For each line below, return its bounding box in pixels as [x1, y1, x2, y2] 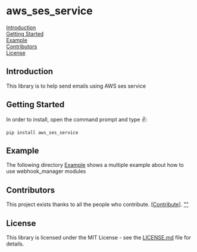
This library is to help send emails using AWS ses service [6, 82, 146, 89]
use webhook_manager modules [6, 168, 86, 175]
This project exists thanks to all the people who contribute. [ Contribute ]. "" [6, 201, 189, 208]
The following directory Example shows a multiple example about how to [6, 161, 185, 169]
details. [6, 240, 24, 247]
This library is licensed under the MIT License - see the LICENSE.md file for [6, 234, 192, 241]
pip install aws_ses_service [6, 129, 79, 135]
